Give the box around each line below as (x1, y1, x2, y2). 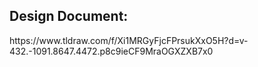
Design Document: (9, 8, 129, 25)
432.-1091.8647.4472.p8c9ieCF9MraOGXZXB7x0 (9, 45, 214, 57)
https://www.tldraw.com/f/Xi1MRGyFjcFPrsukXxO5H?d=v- (9, 34, 249, 46)
